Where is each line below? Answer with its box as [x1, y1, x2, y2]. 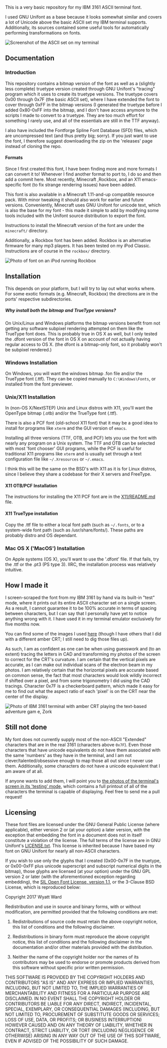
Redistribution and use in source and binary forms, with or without [5, 903, 141, 909]
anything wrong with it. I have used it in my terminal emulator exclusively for [5, 615, 161, 621]
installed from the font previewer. [5, 381, 73, 387]
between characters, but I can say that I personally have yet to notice [5, 610, 147, 616]
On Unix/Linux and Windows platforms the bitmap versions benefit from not [5, 320, 161, 326]
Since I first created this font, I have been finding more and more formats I [5, 165, 157, 171]
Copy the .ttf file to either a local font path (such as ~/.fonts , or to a [5, 521, 145, 527]
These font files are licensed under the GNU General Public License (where [5, 821, 160, 827]
